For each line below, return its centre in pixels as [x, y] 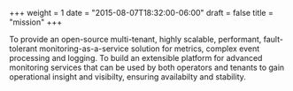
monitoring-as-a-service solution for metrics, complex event [150, 49]
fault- [273, 39]
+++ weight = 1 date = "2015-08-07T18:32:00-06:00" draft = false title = [142, 13]
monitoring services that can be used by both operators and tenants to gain [147, 67]
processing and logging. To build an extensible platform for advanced [136, 58]
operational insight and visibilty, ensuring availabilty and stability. [127, 77]
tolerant [23, 49]
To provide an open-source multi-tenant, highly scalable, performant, [135, 39]
